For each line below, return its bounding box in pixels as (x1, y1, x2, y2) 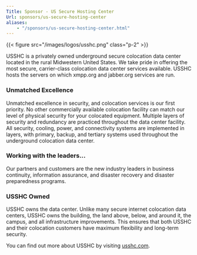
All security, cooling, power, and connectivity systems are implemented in (6, 124, 185, 131)
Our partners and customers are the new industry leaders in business (6, 165, 175, 172)
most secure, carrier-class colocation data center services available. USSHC (6, 65, 192, 72)
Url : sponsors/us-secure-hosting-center (6, 14, 107, 20)
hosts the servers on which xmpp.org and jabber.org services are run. (6, 71, 175, 78)
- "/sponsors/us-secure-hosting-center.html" (16, 25, 131, 31)
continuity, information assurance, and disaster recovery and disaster (6, 171, 175, 178)
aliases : (6, 19, 28, 25)
